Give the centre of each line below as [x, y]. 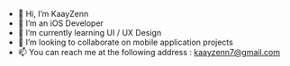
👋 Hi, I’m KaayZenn [53, 14]
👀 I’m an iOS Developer [60, 23]
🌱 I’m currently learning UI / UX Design [90, 33]
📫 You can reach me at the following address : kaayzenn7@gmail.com [149, 52]
